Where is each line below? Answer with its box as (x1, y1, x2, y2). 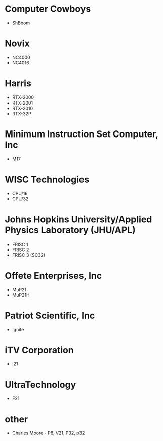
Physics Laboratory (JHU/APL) (5, 224, 136, 236)
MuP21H (12, 292, 30, 298)
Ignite (12, 326, 24, 332)
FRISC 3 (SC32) (12, 252, 46, 258)
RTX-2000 (12, 94, 34, 100)
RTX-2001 (12, 99, 33, 106)
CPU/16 (12, 190, 28, 196)
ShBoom (12, 20, 30, 26)
